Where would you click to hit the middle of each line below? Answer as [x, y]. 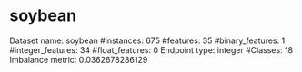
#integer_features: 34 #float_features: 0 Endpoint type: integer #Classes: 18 [151, 49]
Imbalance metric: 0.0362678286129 [79, 59]
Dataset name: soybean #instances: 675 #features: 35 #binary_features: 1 [147, 40]
